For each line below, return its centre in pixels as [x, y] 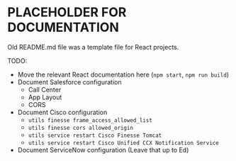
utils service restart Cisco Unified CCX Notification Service [124, 143]
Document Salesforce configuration [69, 82]
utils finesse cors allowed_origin [80, 128]
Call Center [45, 89]
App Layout [45, 97]
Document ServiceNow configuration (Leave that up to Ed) [103, 150]
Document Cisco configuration [62, 112]
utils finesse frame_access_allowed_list [90, 120]
